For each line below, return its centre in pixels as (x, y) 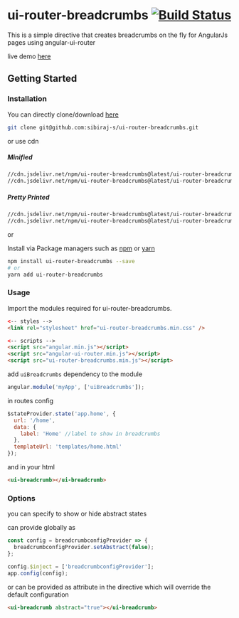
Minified (20, 157)
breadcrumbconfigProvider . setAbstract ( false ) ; (84, 548)
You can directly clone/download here (63, 114)
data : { (25, 427)
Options (21, 498)
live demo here (29, 56)
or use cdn (23, 141)
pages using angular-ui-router (52, 42)
